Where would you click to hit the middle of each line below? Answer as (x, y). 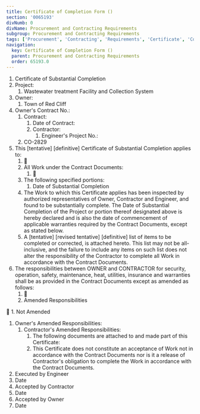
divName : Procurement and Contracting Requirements (71, 28)
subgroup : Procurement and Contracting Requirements (73, 34)
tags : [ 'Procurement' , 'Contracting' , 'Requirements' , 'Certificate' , (96, 39)
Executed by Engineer (42, 373)
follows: (24, 287)
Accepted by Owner (39, 399)
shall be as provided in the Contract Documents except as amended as (101, 281)
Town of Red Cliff (45, 104)
